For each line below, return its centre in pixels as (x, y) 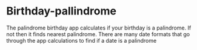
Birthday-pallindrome (62, 11)
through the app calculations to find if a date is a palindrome (82, 40)
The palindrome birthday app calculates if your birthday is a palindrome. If (99, 28)
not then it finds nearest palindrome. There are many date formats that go (98, 34)
